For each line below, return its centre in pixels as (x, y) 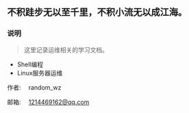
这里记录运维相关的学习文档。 (66, 49)
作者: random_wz (34, 87)
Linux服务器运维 (40, 73)
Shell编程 (30, 64)
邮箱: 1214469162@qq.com (48, 102)
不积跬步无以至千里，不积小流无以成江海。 (97, 12)
